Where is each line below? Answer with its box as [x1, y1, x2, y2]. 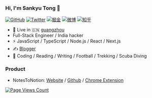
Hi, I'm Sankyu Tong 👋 [5, 5, 61, 12]
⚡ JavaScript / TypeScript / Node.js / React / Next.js [12, 38, 121, 44]
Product [5, 66, 26, 73]
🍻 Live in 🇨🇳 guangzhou [12, 27, 65, 33]
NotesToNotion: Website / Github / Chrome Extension [12, 77, 124, 83]
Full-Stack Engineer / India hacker [12, 32, 84, 38]
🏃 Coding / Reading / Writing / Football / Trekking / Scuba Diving [12, 53, 147, 59]
